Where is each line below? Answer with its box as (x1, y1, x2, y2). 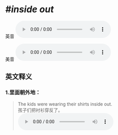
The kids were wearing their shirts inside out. (17, 101, 112, 107)
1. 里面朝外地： (5, 89, 41, 96)
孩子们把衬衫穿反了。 (17, 107, 63, 113)
